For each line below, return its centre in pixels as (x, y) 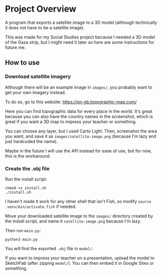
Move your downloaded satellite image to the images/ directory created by (79, 216)
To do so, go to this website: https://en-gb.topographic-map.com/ (71, 102)
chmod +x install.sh (26, 188)
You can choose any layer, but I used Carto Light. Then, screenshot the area (81, 131)
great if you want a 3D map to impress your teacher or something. (71, 121)
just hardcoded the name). (32, 141)
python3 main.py (21, 239)
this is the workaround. (28, 156)
